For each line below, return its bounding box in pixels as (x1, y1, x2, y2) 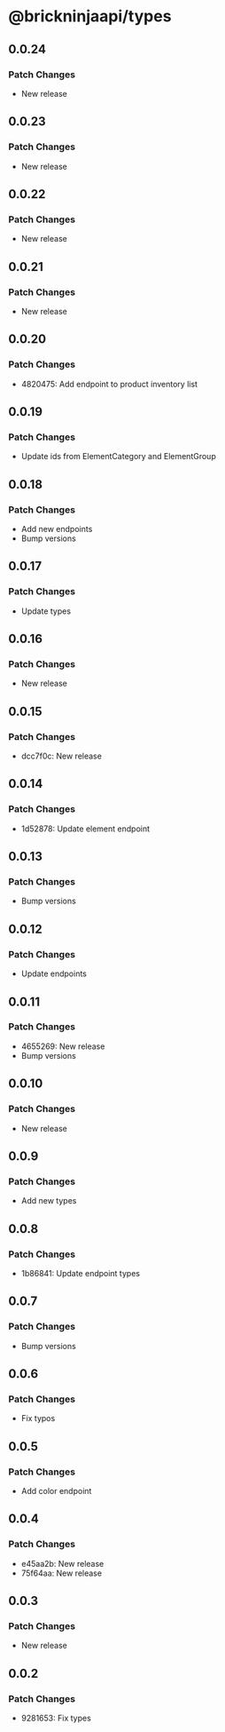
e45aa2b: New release (20, 1558, 105, 1569)
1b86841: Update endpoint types (20, 1267, 141, 1278)
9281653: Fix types (20, 1712, 92, 1723)
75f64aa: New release (20, 1568, 103, 1578)
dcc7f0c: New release (20, 751, 103, 761)
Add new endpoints (20, 524, 93, 534)
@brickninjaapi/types (8, 6, 172, 27)
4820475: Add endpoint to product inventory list (20, 378, 198, 389)
